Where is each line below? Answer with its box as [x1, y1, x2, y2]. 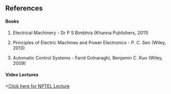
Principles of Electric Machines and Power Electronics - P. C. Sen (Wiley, [12, 39, 166, 45]
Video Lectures [5, 72, 39, 78]
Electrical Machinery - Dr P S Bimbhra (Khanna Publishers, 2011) [12, 29, 148, 36]
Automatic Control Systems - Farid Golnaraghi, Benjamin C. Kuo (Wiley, [12, 54, 163, 60]
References [5, 4, 43, 13]
